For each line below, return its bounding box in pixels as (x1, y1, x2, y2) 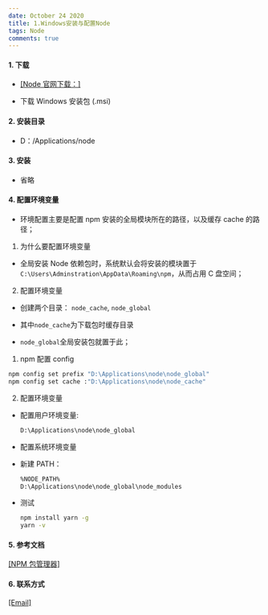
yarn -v (19, 522, 46, 530)
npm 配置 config (19, 355, 75, 364)
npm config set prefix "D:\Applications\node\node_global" (8, 371, 210, 379)
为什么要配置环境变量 (19, 242, 91, 252)
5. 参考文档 (8, 539, 45, 549)
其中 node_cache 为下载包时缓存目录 (19, 320, 134, 330)
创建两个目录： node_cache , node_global (19, 303, 152, 313)
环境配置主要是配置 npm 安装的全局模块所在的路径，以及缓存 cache (19, 215, 245, 224)
